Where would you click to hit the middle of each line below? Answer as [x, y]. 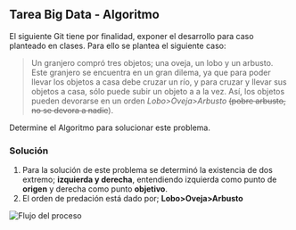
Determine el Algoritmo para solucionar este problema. [110, 127]
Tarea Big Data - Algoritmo [85, 15]
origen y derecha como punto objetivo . [95, 189]
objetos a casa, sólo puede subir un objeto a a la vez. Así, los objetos [158, 91]
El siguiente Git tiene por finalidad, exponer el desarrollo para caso [132, 36]
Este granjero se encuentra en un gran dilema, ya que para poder [151, 72]
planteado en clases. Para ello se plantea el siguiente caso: [118, 45]
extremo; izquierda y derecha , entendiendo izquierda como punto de [149, 180]
